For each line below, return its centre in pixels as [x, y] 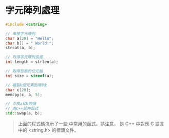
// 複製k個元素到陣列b [26, 85]
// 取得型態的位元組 [24, 71]
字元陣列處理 [33, 10]
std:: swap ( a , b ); [24, 113]
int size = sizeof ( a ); [30, 76]
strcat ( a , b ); [21, 48]
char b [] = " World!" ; [30, 43]
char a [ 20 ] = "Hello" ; [30, 38]
